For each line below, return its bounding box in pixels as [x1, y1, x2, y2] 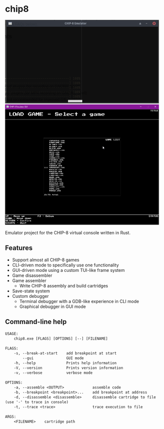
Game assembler [12, 277, 46, 284]
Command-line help [5, 318, 67, 326]
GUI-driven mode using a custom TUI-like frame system [12, 267, 125, 273]
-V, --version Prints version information [14, 365, 123, 370]
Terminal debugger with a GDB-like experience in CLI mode [19, 298, 139, 304]
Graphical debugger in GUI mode [19, 304, 86, 309]
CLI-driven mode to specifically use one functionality [12, 262, 119, 268]
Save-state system [12, 288, 50, 294]
